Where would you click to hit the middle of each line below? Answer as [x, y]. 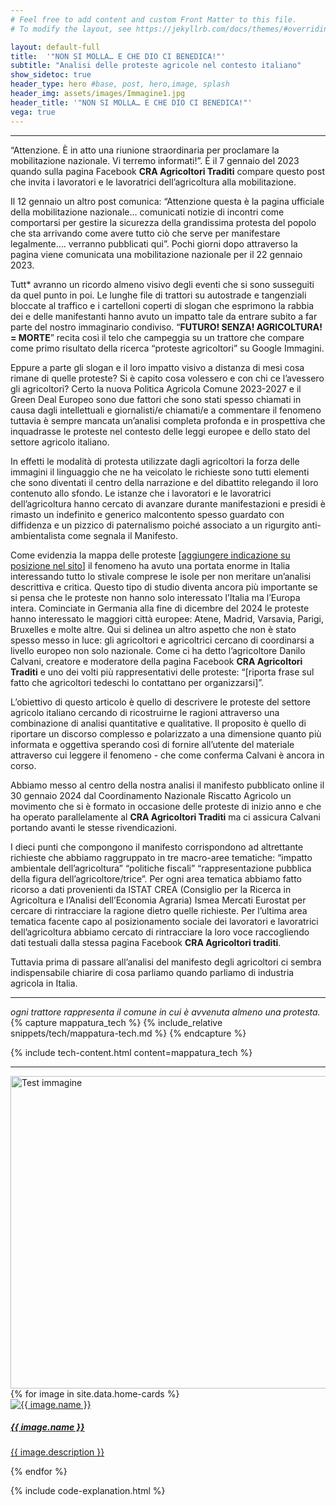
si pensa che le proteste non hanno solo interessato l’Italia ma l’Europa [155, 597]
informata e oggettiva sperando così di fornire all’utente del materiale [152, 744]
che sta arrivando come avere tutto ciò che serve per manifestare [145, 233]
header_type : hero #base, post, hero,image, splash [120, 84]
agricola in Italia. [44, 983]
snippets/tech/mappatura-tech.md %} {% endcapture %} [128, 1033]
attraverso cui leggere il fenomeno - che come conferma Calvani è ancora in [167, 755]
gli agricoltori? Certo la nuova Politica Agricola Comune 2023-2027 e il [156, 388]
